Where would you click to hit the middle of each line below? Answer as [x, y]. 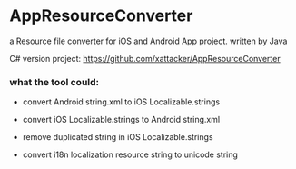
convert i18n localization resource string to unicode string [130, 154]
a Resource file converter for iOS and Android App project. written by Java [148, 41]
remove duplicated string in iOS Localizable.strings [118, 137]
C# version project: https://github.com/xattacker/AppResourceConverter [145, 58]
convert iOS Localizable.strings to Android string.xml [121, 120]
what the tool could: [54, 82]
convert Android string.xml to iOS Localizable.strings [121, 102]
